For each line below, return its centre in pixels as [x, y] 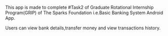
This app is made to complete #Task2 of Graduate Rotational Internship [79, 7]
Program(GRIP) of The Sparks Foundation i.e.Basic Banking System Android [84, 13]
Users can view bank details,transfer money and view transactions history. [83, 28]
